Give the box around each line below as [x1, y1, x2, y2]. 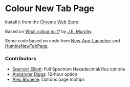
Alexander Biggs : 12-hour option [12, 71, 77, 77]
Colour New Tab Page [5, 3, 94, 14]
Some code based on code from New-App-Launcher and [5, 37, 120, 44]
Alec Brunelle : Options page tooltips [12, 76, 85, 83]
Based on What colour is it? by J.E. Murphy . [5, 28, 93, 34]
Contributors [5, 55, 37, 62]
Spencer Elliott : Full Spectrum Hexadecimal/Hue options [12, 66, 126, 72]
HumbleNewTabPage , [5, 43, 49, 49]
